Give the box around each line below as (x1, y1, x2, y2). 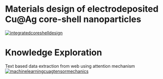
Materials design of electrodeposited (5, 3, 159, 15)
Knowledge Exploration (5, 47, 102, 58)
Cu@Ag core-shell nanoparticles (5, 14, 141, 25)
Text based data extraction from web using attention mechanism (5, 63, 136, 69)
